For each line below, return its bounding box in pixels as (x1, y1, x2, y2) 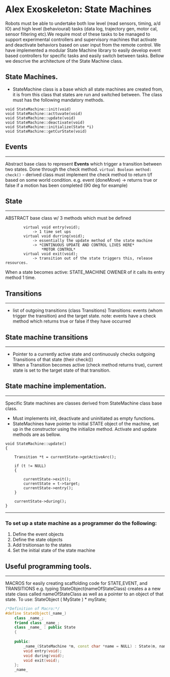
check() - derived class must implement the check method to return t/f (5, 171, 153, 178)
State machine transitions (5, 333, 89, 341)
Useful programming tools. (5, 562, 92, 571)
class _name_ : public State (14, 625, 76, 630)
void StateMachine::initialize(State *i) (5, 124, 94, 130)
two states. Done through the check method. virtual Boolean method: (5, 166, 152, 172)
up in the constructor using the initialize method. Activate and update (12, 426, 157, 432)
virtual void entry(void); (23, 225, 80, 230)
